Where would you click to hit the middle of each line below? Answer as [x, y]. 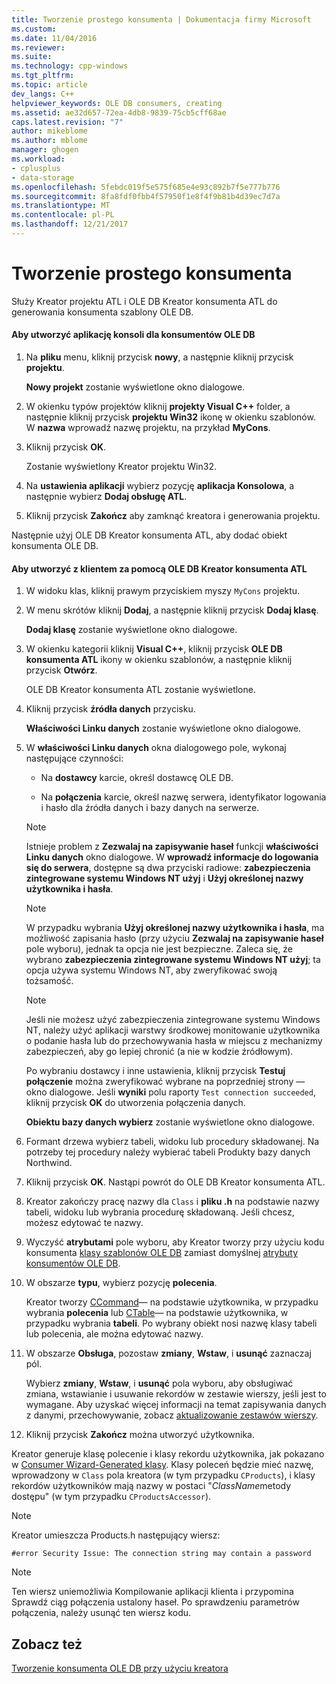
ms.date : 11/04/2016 [54, 38]
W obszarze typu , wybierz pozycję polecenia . [121, 1283]
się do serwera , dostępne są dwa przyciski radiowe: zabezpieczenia [168, 868]
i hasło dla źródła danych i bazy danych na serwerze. [150, 808]
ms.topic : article [49, 85]
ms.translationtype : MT [61, 206]
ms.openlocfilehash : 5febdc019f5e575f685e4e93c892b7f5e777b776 [146, 187]
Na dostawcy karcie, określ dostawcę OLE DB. [137, 778]
